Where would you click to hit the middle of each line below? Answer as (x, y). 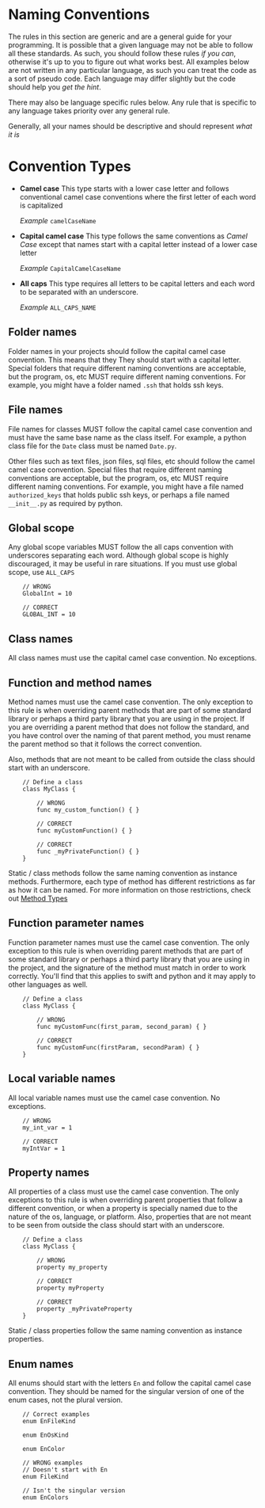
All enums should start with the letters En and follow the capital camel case (130, 1383)
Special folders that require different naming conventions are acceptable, (127, 368)
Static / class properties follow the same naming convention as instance (125, 1331)
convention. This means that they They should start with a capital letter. (125, 360)
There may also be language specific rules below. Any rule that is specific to (132, 102)
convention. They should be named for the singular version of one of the (127, 1392)
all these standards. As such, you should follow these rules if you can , (122, 53)
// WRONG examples (53, 1463)
